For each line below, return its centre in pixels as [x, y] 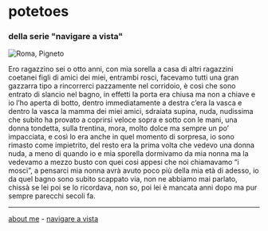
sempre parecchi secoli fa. [52, 196]
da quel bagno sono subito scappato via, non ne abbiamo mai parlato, [123, 179]
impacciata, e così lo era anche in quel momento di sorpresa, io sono [122, 137]
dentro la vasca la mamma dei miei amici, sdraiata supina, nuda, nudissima [131, 112]
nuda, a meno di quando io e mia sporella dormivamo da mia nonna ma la [128, 154]
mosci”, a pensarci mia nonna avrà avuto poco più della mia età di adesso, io [134, 170]
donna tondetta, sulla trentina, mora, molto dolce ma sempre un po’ [119, 128]
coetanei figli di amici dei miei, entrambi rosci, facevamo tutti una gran [124, 77]
